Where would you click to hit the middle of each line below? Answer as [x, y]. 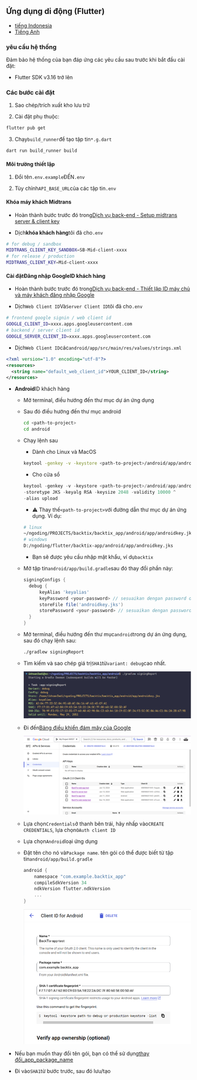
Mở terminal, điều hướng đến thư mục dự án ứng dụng [89, 400]
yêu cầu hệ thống [31, 47]
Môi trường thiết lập [30, 164]
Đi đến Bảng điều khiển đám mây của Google [77, 728]
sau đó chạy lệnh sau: [50, 641]
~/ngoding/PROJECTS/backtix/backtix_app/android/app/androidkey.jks [109, 534]
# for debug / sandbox [34, 244]
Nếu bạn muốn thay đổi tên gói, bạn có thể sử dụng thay [82, 1054]
